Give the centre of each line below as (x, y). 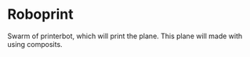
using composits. (35, 44)
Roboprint (40, 14)
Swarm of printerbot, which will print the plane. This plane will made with (125, 36)
